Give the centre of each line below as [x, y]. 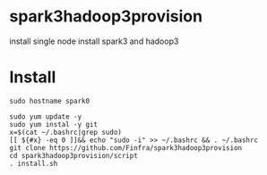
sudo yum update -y [46, 117]
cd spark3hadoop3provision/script [74, 155]
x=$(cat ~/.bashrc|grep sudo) [66, 132]
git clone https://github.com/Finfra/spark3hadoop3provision [126, 148]
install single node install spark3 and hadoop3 [94, 41]
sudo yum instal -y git [54, 124]
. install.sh [34, 163]
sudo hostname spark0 [50, 101]
